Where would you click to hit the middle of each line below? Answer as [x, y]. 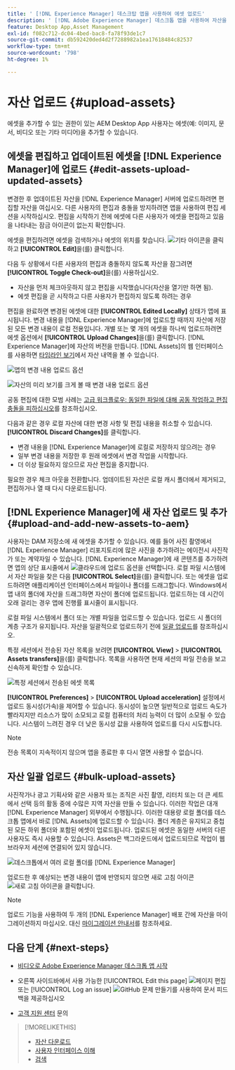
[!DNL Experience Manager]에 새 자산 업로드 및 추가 [117, 512]
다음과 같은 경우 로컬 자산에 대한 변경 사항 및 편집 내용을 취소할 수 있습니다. [110, 423]
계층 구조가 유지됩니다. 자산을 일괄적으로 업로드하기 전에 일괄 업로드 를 [103, 627]
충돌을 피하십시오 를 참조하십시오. [53, 408]
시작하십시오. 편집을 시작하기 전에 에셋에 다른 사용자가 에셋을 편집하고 [116, 216]
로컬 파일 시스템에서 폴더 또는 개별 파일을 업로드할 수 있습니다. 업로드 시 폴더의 [115, 617]
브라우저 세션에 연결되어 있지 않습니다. [60, 848]
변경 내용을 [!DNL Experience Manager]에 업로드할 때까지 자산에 [123, 319]
